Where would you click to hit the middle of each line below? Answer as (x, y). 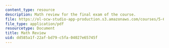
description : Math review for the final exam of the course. (71, 14)
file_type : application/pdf (35, 24)
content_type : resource (30, 10)
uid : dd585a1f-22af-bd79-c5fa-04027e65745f (52, 38)
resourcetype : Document (30, 28)
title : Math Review (26, 33)
